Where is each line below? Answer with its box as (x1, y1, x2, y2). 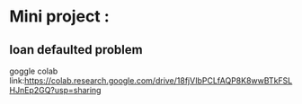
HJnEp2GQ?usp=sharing (9, 85, 102, 95)
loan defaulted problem (9, 42, 143, 57)
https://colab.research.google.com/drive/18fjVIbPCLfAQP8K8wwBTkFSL (23, 75, 293, 86)
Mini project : (9, 6, 110, 27)
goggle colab (9, 65, 58, 76)
